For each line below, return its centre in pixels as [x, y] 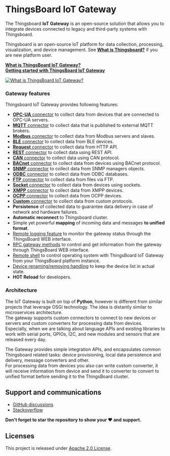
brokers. [21, 131]
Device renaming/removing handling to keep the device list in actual [83, 266]
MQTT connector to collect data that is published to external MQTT [83, 125]
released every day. [26, 339]
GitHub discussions [33, 404]
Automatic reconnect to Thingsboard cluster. [60, 217]
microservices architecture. [34, 312]
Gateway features [28, 93]
